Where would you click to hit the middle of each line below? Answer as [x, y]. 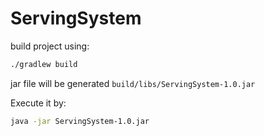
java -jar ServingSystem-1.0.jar [80, 121]
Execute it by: [38, 103]
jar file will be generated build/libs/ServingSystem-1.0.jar [133, 83]
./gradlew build [44, 64]
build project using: [50, 46]
